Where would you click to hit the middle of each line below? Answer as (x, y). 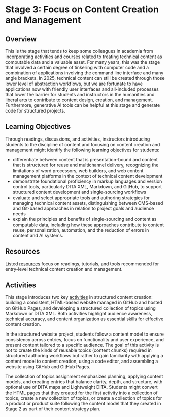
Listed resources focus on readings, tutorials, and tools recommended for (82, 264)
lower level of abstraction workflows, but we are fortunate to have (74, 84)
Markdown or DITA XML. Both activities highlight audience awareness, (79, 314)
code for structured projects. (35, 111)
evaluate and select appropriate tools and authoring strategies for (81, 198)
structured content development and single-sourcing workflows (79, 192)
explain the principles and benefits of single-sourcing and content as (84, 219)
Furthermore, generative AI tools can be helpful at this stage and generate (83, 105)
